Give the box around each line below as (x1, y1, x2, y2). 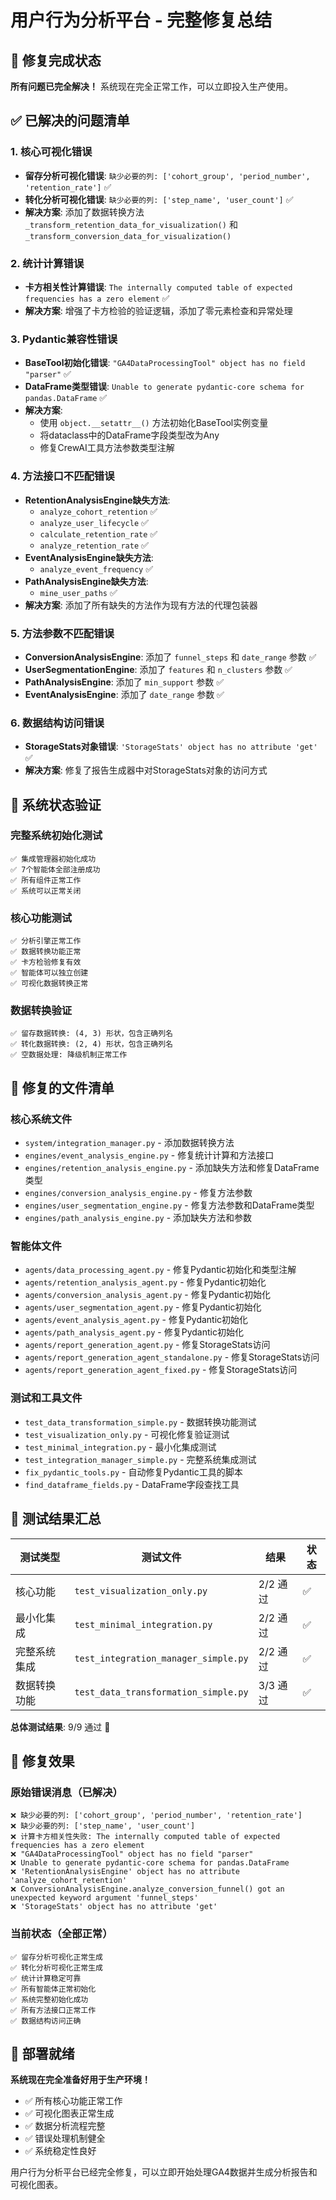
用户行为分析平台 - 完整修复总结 (10, 9, 273, 32)
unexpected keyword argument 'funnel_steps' (10, 1893, 199, 1903)
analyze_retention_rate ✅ (39, 539, 149, 551)
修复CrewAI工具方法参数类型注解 (39, 442, 175, 454)
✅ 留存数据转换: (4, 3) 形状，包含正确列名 (10, 1029, 174, 1039)
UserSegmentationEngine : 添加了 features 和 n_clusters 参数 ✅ (24, 663, 293, 675)
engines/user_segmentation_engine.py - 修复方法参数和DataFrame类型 (24, 1199, 315, 1211)
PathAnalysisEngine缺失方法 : (24, 575, 149, 587)
